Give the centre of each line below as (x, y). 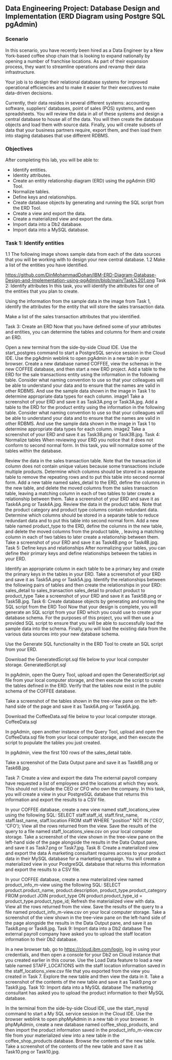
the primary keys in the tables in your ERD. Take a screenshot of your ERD (83, 574)
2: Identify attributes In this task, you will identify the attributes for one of (82, 286)
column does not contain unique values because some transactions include (85, 466)
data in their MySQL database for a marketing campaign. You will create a (83, 859)
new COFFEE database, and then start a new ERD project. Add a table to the (85, 369)
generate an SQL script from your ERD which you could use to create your (83, 613)
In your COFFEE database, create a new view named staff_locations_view (82, 810)
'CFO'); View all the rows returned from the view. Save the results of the (81, 826)
